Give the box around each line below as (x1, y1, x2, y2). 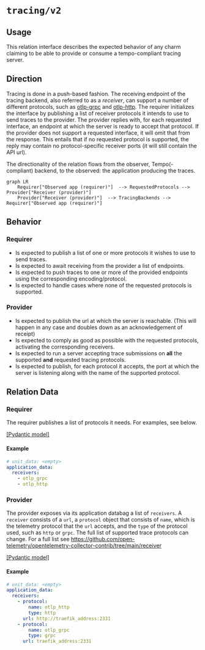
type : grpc (28, 632, 56, 639)
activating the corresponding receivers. (15, 343, 115, 350)
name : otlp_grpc (28, 627, 70, 633)
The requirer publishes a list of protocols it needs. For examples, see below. (6, 419, 197, 426)
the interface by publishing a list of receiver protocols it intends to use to (6, 109, 190, 117)
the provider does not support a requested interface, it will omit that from (6, 129, 191, 136)
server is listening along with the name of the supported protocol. (15, 369, 181, 376)
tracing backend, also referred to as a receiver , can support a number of (6, 97, 188, 104)
